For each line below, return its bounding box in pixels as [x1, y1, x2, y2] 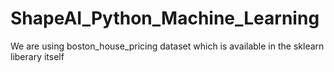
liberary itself [10, 50, 65, 62]
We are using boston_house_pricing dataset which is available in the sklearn [10, 40, 325, 52]
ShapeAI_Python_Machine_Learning [10, 7, 320, 30]
